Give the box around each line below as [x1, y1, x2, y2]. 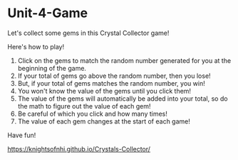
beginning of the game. [17, 64, 87, 72]
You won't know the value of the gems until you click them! [17, 86, 191, 95]
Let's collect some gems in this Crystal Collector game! [7, 29, 170, 37]
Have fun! [7, 131, 36, 139]
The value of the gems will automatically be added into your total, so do [17, 94, 228, 103]
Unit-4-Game [7, 5, 88, 21]
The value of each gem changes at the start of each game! [17, 116, 190, 126]
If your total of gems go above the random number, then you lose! [17, 71, 212, 80]
